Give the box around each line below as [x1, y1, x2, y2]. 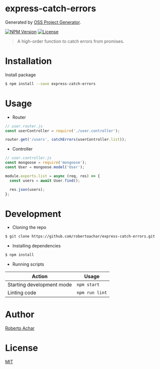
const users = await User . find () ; [9, 178, 80, 183]
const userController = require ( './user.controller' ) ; [5, 128, 120, 133]
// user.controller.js [5, 155, 52, 160]
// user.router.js [5, 123, 43, 128]
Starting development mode [7, 281, 72, 288]
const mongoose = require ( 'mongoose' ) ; [5, 160, 87, 165]
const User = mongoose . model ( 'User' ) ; [5, 165, 85, 170]
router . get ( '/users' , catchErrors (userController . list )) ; [5, 137, 127, 142]
